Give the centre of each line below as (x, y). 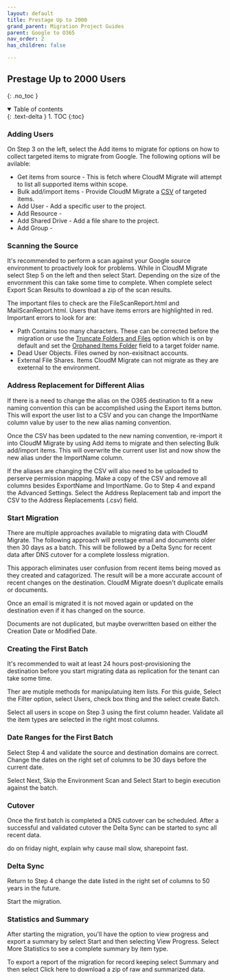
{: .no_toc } (23, 95)
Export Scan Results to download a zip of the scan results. (90, 290)
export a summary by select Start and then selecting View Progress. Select (113, 942)
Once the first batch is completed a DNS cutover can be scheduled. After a (113, 820)
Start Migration (33, 518)
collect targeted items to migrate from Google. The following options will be (114, 157)
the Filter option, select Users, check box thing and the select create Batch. (114, 699)
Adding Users (30, 134)
